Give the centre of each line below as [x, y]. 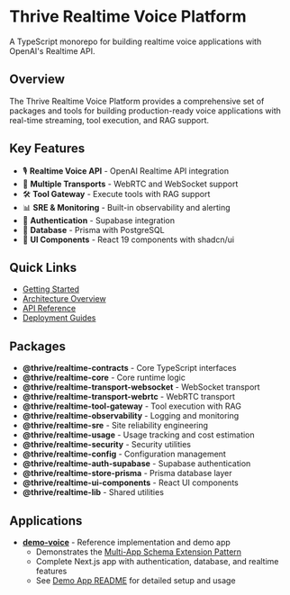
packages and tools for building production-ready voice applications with [145, 111]
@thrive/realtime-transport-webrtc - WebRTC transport [129, 397]
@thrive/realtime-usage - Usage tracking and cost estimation [138, 435]
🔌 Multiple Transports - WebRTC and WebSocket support [130, 184]
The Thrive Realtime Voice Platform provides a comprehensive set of [137, 101]
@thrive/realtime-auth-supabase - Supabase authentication [136, 464]
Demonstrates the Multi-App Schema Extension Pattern [138, 552]
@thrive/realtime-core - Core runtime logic [104, 378]
